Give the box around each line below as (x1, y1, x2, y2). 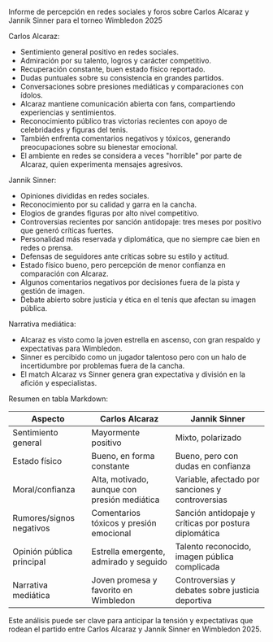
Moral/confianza (12, 484, 76, 495)
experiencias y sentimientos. (19, 107, 116, 117)
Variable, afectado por (175, 474, 260, 485)
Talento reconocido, (175, 541, 252, 552)
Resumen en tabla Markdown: (8, 394, 108, 404)
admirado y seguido (91, 557, 168, 567)
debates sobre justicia (175, 585, 260, 596)
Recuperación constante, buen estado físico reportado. (19, 64, 206, 74)
